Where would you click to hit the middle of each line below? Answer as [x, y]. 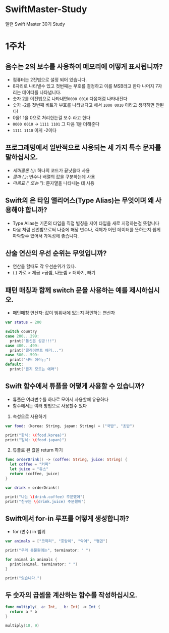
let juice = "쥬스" [29, 469]
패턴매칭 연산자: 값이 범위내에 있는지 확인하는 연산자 [64, 313]
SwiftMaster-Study [46, 9]
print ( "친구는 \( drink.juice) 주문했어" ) [46, 501]
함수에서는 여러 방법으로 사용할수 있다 [50, 405]
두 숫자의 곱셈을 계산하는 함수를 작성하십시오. [71, 595]
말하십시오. [22, 157]
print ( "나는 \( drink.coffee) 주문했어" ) [45, 497]
